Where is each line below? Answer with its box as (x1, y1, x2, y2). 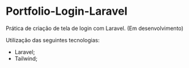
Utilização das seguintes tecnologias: (6, 36, 100, 43)
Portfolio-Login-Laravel (6, 4, 128, 18)
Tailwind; (14, 55, 38, 62)
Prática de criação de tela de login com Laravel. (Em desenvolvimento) (6, 25, 184, 32)
